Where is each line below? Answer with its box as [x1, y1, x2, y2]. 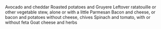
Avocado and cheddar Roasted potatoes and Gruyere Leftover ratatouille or [5, 4, 156, 10]
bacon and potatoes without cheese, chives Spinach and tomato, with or [5, 14, 151, 20]
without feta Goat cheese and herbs [5, 19, 78, 25]
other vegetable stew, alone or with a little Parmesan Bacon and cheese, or [5, 9, 156, 15]
